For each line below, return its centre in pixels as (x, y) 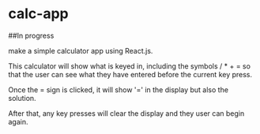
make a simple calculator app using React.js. (81, 50)
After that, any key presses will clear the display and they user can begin (126, 113)
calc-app (38, 14)
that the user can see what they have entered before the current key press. (130, 74)
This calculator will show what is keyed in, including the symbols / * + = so (130, 66)
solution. (23, 98)
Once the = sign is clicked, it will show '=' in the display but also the (119, 89)
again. (19, 121)
